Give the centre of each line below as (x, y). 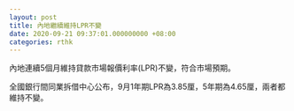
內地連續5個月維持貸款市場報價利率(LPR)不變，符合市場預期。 (123, 68)
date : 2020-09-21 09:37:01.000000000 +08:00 (93, 33)
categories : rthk (41, 42)
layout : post (33, 17)
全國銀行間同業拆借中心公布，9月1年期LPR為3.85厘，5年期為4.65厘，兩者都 (147, 87)
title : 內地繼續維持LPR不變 (55, 26)
